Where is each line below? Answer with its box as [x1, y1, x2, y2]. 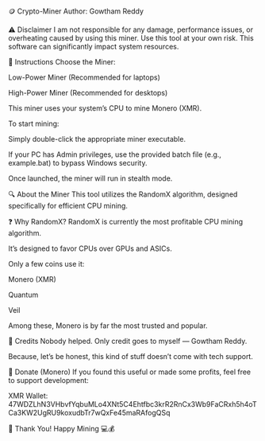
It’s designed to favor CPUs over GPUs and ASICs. [8, 244, 172, 253]
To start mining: [8, 119, 60, 128]
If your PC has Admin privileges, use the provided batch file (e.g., [8, 150, 222, 159]
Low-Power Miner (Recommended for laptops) [8, 72, 160, 82]
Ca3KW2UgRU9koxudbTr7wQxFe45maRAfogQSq [8, 408, 171, 417]
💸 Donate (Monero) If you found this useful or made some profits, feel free [8, 367, 252, 377]
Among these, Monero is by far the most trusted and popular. [8, 321, 208, 330]
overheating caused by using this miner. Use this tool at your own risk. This [8, 33, 254, 42]
